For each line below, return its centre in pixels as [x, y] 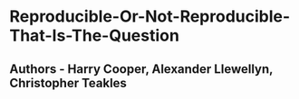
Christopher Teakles [68, 83]
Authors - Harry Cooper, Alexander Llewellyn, [141, 69]
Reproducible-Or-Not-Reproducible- [150, 17]
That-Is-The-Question [94, 36]
